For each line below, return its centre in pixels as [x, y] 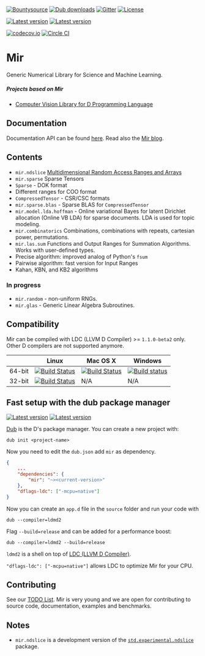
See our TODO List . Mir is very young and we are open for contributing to [99, 600]
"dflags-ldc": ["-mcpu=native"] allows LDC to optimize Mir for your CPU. [100, 566]
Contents [24, 157]
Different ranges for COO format [56, 191]
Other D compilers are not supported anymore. [65, 345]
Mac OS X [101, 361]
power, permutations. [42, 237]
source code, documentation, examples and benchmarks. [79, 606]
